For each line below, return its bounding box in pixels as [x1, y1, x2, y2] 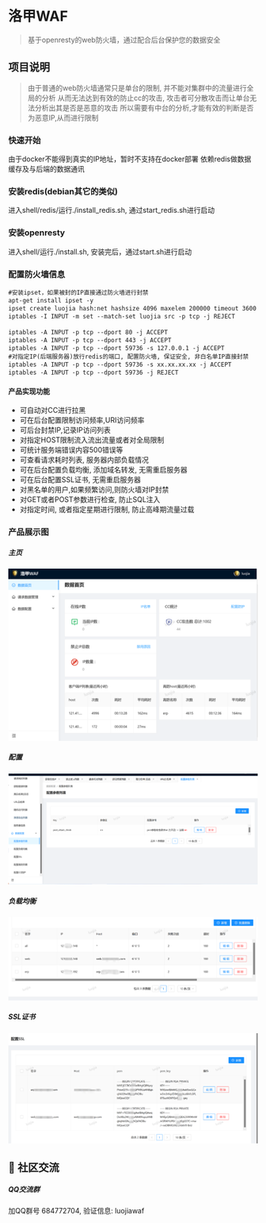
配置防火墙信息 [8, 268, 66, 280]
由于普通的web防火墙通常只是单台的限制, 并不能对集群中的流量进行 [27, 83, 247, 92]
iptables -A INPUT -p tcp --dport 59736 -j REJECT [8, 368, 179, 376]
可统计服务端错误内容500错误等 [19, 446, 123, 455]
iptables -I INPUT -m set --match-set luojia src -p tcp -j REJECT [8, 312, 236, 320]
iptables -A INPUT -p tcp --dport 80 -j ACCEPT [8, 328, 169, 336]
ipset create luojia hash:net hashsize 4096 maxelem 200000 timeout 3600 [8, 304, 257, 312]
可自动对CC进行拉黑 [19, 406, 86, 415]
